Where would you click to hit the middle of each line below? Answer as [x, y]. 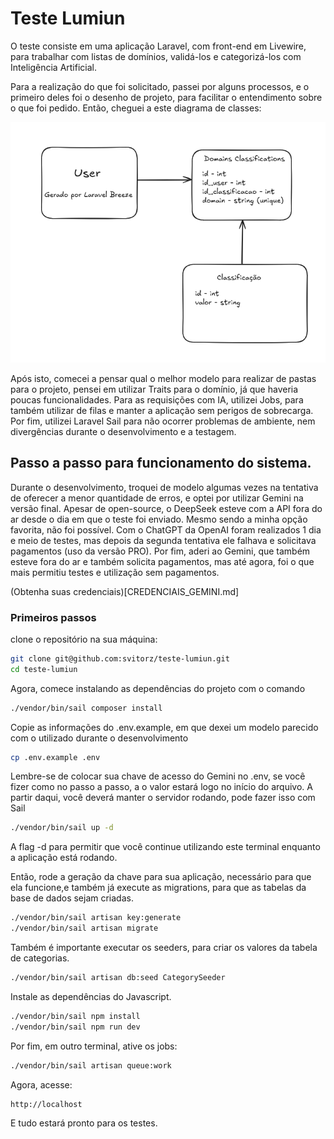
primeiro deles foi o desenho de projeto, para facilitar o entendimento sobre [166, 97]
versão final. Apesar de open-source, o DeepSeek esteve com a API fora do [166, 508]
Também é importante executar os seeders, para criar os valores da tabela [164, 948]
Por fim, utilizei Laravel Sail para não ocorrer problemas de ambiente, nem [163, 421]
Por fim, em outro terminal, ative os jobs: [94, 1046]
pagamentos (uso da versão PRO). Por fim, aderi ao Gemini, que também [160, 551]
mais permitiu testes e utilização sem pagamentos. [115, 572]
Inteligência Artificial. [53, 67]
